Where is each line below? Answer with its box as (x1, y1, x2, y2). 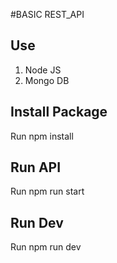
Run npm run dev (10, 241, 82, 253)
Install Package (10, 104, 108, 121)
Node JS (24, 64, 62, 76)
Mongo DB (24, 74, 70, 86)
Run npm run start (10, 185, 85, 198)
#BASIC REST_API (10, 9, 85, 20)
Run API (10, 159, 62, 176)
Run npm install (10, 130, 74, 142)
